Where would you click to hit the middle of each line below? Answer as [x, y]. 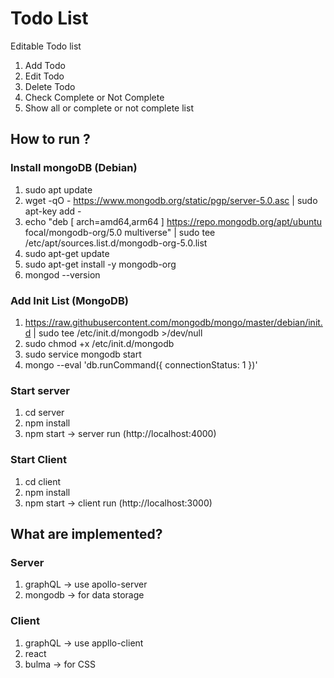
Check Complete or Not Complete [94, 97]
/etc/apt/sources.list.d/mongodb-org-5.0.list [116, 243]
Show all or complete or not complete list [109, 108]
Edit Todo [44, 76]
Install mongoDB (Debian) [74, 168]
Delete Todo [50, 86]
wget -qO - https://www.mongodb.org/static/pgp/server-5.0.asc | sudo [171, 200]
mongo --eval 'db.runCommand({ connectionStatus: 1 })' [141, 364]
